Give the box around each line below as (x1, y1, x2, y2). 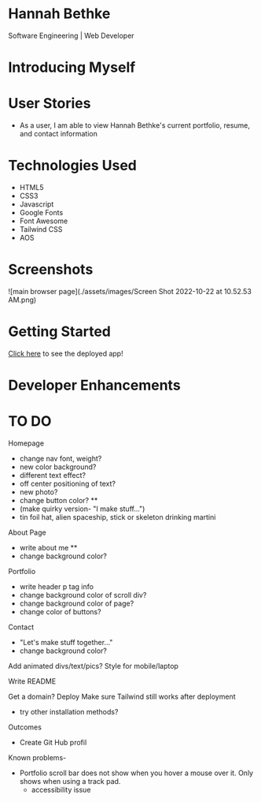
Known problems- (8, 753, 67, 762)
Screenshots (8, 261, 94, 278)
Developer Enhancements (8, 376, 181, 394)
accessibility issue (31, 785, 91, 794)
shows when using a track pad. (19, 777, 121, 785)
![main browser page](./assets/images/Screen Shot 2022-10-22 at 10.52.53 (8, 286, 252, 296)
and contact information (19, 129, 98, 139)
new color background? (19, 462, 97, 472)
